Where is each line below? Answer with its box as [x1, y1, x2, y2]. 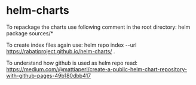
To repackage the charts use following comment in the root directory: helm [6, 23, 191, 31]
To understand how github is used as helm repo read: [6, 59, 138, 66]
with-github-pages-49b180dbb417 [6, 72, 91, 79]
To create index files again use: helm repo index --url [6, 41, 137, 48]
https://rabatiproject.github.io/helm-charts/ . [6, 47, 115, 54]
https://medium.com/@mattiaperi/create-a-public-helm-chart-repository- [6, 65, 187, 72]
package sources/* [6, 29, 54, 37]
